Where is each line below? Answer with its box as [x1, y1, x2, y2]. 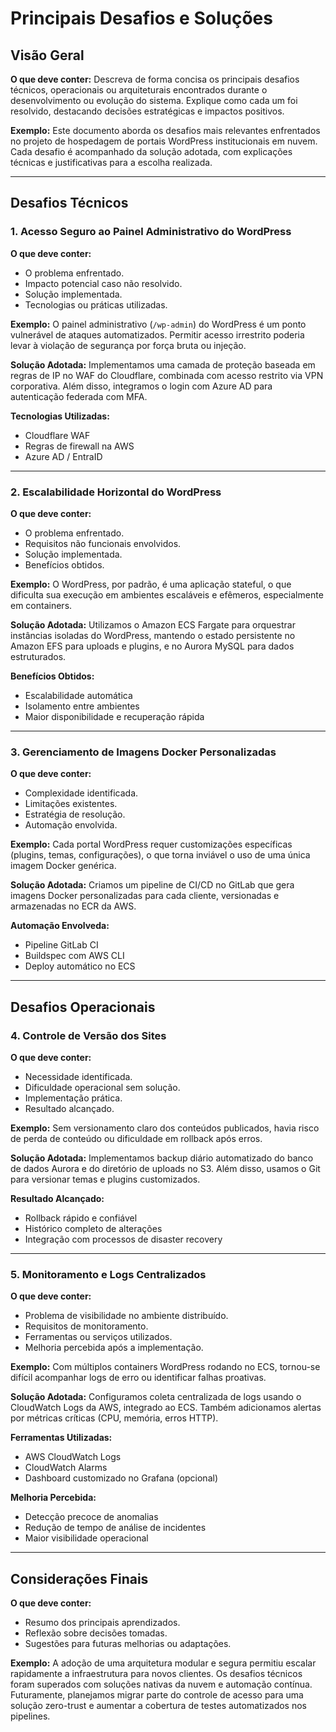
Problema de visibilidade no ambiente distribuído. [24, 1310, 229, 1322]
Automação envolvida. [24, 819, 118, 831]
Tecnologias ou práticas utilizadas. [24, 298, 168, 311]
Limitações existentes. [24, 798, 118, 810]
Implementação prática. [24, 1092, 123, 1104]
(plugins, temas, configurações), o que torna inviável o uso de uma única [10, 849, 311, 861]
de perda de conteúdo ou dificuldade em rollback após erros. [10, 1132, 263, 1144]
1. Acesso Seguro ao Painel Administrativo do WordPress [10, 225, 292, 239]
